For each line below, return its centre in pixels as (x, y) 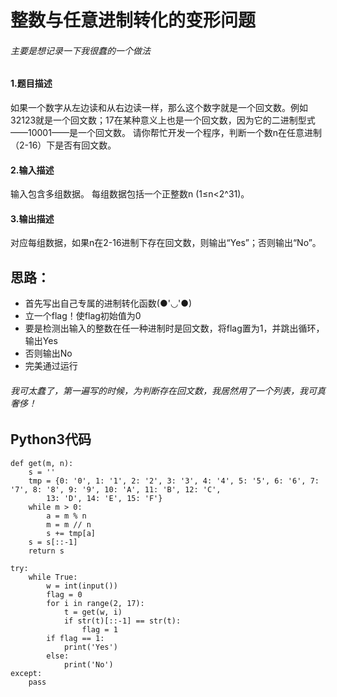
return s (46, 551)
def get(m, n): (42, 463)
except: (26, 673)
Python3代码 (51, 439)
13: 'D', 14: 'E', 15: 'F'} (104, 498)
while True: (53, 577)
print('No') (88, 664)
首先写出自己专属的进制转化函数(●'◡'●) (108, 303)
